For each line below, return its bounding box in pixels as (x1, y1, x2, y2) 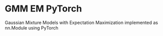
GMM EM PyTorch (5, 3, 82, 14)
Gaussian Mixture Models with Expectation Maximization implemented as (5, 19, 158, 25)
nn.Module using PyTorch (5, 24, 59, 30)
